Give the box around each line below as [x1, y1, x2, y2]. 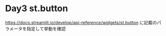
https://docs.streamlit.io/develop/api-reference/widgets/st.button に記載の [5, 19, 157, 25]
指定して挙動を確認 [26, 25, 66, 32]
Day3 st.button [5, 3, 68, 14]
